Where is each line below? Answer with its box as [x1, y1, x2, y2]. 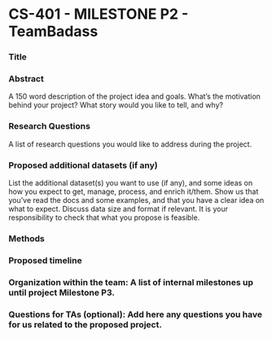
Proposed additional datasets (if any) [8, 160, 158, 171]
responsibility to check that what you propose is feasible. [8, 213, 200, 222]
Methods [8, 233, 45, 244]
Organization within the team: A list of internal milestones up [8, 276, 254, 288]
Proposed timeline [8, 254, 83, 266]
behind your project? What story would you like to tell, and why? [8, 100, 224, 110]
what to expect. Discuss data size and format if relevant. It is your [8, 204, 228, 213]
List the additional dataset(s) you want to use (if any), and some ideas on [8, 178, 253, 187]
